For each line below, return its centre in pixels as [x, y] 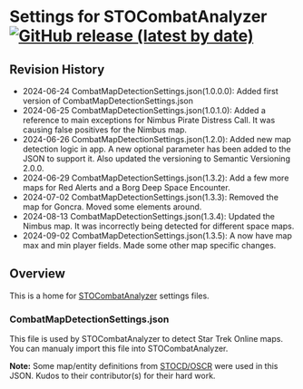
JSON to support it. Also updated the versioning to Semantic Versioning [156, 159]
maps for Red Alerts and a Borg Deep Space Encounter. [126, 187]
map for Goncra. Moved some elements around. [112, 207]
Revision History [57, 69]
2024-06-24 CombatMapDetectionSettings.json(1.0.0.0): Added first [150, 91]
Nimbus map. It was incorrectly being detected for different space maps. [158, 226]
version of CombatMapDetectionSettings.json [108, 101]
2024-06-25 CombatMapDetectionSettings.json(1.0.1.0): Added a [144, 110]
